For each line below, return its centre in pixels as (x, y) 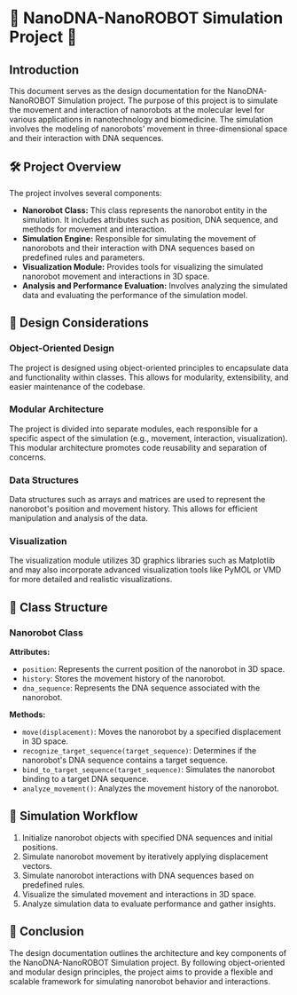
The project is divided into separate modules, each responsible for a (134, 429)
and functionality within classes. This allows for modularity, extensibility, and (149, 377)
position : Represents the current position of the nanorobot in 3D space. (153, 669)
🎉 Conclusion (47, 932)
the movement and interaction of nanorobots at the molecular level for (137, 110)
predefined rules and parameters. (83, 257)
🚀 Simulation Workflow (74, 816)
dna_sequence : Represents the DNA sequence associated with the (141, 688)
